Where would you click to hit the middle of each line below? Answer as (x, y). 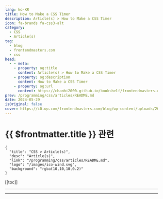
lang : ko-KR (17, 9)
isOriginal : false (24, 104)
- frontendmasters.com (32, 50)
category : (15, 28)
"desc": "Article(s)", (32, 156)
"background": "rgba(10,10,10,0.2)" (46, 169)
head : (10, 59)
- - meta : (19, 64)
